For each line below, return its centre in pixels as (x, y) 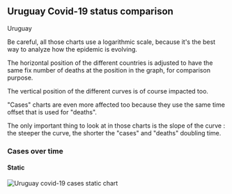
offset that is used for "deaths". (52, 112)
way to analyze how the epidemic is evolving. (72, 49)
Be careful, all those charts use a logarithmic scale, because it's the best (111, 42)
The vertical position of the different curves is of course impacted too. (108, 91)
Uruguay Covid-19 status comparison (91, 12)
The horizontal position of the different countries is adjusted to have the (110, 63)
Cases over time (36, 151)
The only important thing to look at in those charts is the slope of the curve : (116, 126)
